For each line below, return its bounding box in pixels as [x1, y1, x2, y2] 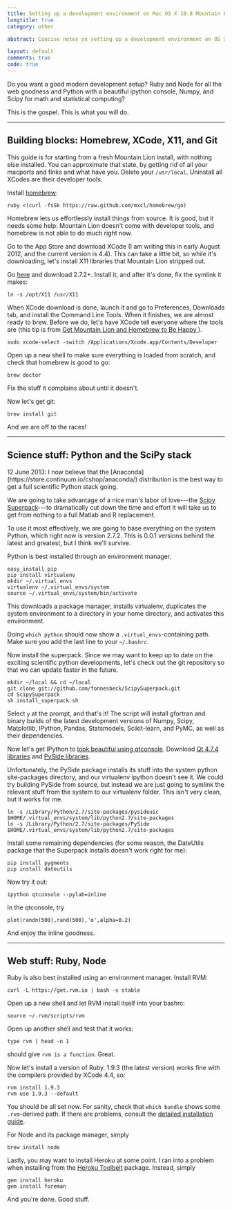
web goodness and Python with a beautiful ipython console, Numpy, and [7, 87, 214, 96]
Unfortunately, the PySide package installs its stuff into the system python [7, 765, 217, 774]
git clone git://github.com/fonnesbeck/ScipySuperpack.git [7, 685, 181, 692]
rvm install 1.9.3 [7, 1085, 60, 1092]
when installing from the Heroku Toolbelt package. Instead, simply [7, 1164, 195, 1172]
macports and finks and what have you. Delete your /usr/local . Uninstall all [7, 168, 223, 176]
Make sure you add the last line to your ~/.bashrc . [7, 637, 149, 646]
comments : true [7, 55, 51, 62]
